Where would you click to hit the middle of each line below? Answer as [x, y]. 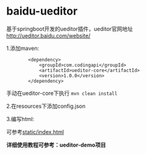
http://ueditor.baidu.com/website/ [48, 35]
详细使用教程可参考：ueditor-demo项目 [56, 145]
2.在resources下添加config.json [46, 106]
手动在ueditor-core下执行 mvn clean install [62, 93]
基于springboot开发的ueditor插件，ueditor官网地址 [70, 29]
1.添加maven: [23, 48]
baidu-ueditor [42, 11]
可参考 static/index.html [35, 131]
